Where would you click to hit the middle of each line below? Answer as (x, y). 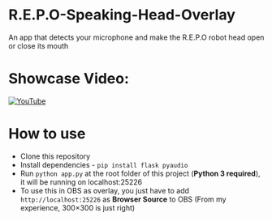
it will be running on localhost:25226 (81, 182)
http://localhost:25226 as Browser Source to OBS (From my (123, 199)
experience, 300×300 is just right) (78, 207)
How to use (47, 134)
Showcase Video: (69, 79)
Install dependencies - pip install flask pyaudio (104, 164)
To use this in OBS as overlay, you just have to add (104, 190)
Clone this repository (55, 156)
